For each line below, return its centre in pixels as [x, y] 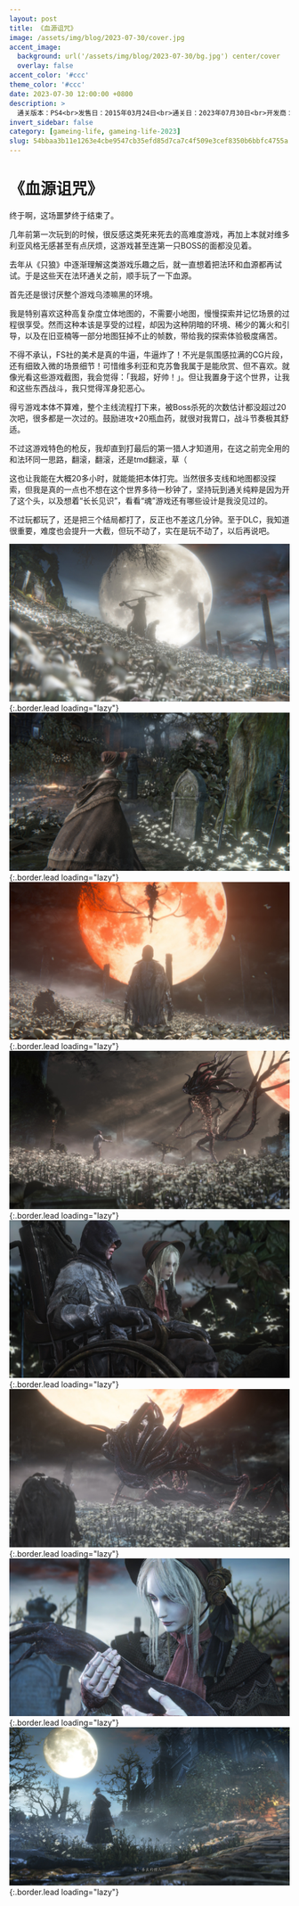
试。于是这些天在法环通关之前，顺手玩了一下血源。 [103, 275]
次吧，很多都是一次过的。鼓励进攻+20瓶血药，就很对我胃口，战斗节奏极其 [145, 418]
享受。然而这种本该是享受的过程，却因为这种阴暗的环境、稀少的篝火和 [153, 325]
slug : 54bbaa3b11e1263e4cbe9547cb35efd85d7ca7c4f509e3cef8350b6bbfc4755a [149, 141]
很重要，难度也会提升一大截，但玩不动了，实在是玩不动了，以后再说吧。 [141, 530]
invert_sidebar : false [51, 122]
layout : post [33, 19]
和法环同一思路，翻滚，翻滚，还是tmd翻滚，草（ [98, 459]
